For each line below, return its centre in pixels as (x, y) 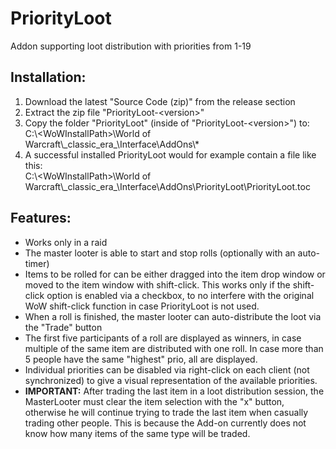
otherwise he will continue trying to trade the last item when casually (166, 412)
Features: (41, 218)
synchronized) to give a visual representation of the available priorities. (171, 380)
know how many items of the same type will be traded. (137, 433)
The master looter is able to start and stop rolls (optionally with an (160, 253)
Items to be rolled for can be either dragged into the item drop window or (175, 274)
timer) (37, 263)
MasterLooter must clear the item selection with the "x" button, (154, 401)
